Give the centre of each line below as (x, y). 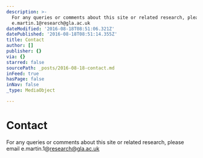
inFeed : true (23, 74)
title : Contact (25, 40)
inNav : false (23, 85)
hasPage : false (25, 79)
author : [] (20, 46)
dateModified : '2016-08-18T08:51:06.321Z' (60, 29)
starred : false (25, 62)
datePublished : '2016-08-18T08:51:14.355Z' (62, 34)
